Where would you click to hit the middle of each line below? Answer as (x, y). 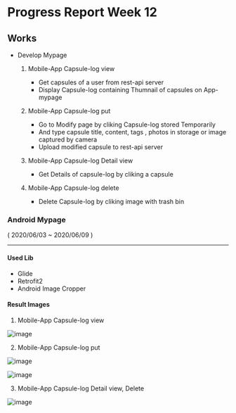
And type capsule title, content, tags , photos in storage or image (132, 132)
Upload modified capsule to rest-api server (101, 147)
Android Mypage (37, 220)
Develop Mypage (42, 55)
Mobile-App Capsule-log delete (73, 188)
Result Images (29, 305)
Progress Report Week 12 (83, 12)
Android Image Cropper (52, 288)
